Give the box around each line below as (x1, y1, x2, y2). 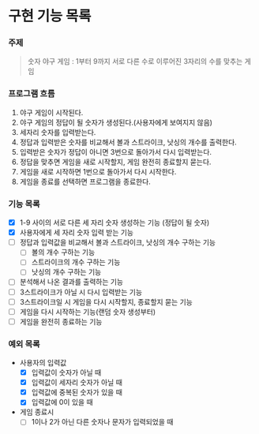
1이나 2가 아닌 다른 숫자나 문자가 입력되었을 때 (31, 417, 174, 427)
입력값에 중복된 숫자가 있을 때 (31, 387, 122, 397)
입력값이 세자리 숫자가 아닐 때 (31, 378, 122, 387)
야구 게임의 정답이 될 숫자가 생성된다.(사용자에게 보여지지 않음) (19, 118, 213, 127)
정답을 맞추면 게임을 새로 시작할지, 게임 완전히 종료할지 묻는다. (19, 157, 212, 166)
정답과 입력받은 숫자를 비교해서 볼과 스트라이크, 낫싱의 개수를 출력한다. (19, 137, 237, 147)
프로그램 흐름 (8, 88, 55, 99)
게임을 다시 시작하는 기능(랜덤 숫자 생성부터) (19, 307, 156, 316)
